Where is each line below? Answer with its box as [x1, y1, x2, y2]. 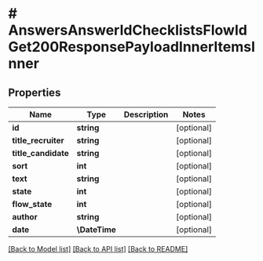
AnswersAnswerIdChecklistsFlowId [8, 21, 247, 39]
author [12, 212, 38, 222]
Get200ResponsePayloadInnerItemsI [8, 38, 256, 56]
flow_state [12, 199, 53, 209]
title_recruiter [12, 135, 64, 146]
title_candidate [12, 148, 69, 158]
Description [123, 109, 169, 120]
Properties [8, 85, 61, 99]
